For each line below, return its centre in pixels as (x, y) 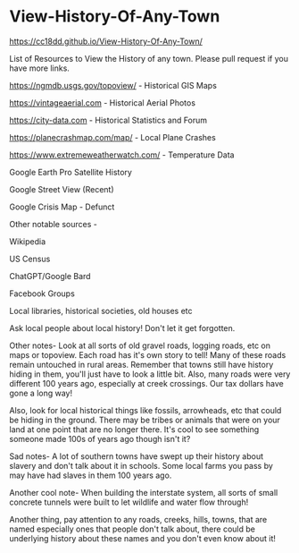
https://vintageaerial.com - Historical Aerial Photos (103, 102)
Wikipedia (28, 241)
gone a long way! (41, 393)
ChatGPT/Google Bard (50, 276)
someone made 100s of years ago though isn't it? (100, 438)
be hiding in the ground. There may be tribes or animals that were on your (145, 420)
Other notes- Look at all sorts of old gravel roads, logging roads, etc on (140, 345)
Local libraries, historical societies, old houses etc (101, 311)
